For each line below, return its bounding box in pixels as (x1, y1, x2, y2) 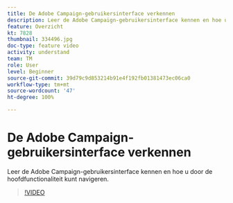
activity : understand (7, 49, 70, 56)
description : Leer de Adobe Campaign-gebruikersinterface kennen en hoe (7, 17, 222, 24)
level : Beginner (7, 68, 54, 75)
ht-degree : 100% (7, 94, 54, 101)
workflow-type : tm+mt (7, 81, 70, 88)
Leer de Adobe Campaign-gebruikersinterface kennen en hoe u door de (7, 167, 213, 175)
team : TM (7, 55, 33, 62)
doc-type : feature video (7, 42, 79, 49)
